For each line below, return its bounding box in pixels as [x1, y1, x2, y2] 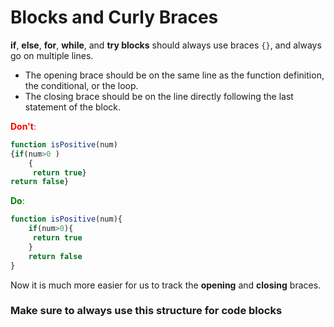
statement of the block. [24, 101, 122, 113]
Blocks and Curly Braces [10, 6, 219, 29]
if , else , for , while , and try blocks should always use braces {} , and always [10, 39, 322, 51]
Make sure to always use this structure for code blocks [10, 304, 283, 318]
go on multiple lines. [10, 49, 94, 61]
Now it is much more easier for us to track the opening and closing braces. [10, 279, 322, 291]
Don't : [10, 120, 37, 132]
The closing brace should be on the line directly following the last [24, 90, 294, 102]
